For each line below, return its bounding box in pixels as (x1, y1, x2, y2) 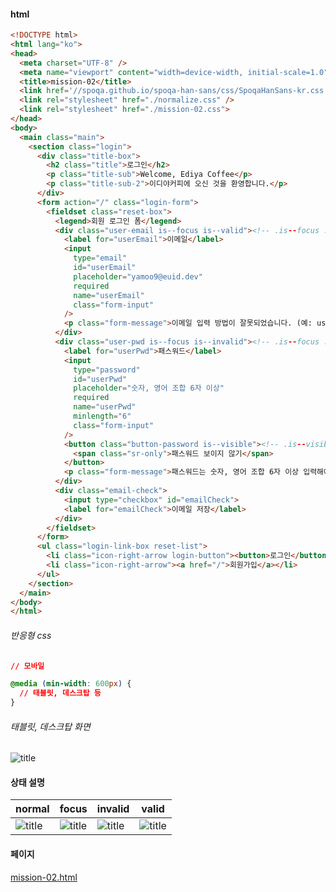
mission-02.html (10, 871, 78, 883)
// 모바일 (10, 661, 45, 671)
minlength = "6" (73, 411, 132, 422)
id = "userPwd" (73, 374, 128, 384)
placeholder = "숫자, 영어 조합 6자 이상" (73, 383, 225, 394)
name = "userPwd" (73, 402, 137, 412)
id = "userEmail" (73, 263, 137, 273)
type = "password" (73, 365, 141, 375)
